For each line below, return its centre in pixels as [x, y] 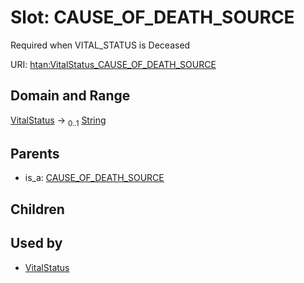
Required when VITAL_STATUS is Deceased [100, 45]
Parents [35, 153]
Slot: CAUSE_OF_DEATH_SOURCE [152, 17]
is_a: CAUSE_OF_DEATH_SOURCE [94, 178]
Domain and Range [70, 96]
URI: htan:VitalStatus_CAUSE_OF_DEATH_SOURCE [113, 64]
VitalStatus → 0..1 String [58, 121]
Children [37, 209]
